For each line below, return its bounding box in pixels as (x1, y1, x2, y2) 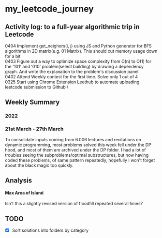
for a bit (5, 53, 21, 59)
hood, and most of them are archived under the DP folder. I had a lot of (5, 147, 146, 153)
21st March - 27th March (5, 126, 64, 133)
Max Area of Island (5, 190, 44, 195)
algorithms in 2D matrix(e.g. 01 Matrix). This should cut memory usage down (5, 48, 158, 54)
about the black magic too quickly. (5, 162, 74, 168)
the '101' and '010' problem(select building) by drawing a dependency (5, 64, 144, 69)
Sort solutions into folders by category (12, 227, 88, 233)
